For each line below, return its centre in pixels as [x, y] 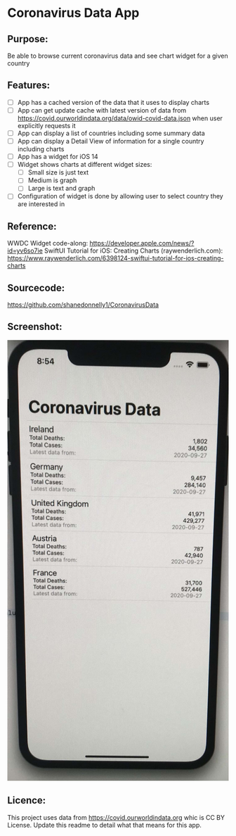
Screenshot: [35, 327]
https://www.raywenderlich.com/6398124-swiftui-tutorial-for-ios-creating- [116, 258]
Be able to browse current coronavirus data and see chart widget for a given [118, 56]
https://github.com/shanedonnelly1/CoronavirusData [83, 305]
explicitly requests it [46, 125]
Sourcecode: [36, 287]
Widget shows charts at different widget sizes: [85, 165]
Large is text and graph [61, 189]
